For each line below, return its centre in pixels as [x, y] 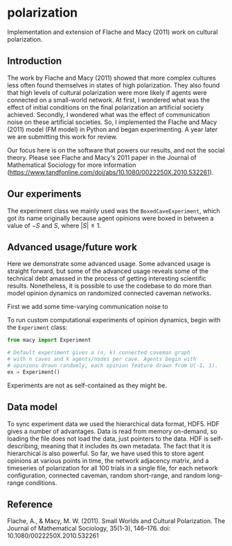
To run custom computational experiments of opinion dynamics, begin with [114, 320]
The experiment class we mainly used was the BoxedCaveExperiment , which [114, 211]
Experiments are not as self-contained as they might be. [87, 385]
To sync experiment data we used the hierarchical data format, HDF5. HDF [114, 423]
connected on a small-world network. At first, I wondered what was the [108, 100]
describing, [23, 446]
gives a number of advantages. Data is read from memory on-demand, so [112, 431]
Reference [30, 504]
